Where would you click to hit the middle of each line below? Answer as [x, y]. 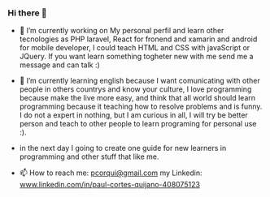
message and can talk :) [60, 65]
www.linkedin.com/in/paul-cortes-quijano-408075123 [110, 185]
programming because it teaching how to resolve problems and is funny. [141, 107]
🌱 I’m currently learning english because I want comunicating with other [140, 81]
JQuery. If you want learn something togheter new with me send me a [136, 57]
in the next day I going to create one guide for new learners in [123, 148]
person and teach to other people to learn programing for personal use [138, 124]
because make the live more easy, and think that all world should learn [137, 98]
